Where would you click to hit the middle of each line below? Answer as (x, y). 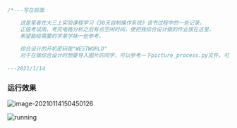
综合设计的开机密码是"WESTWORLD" (64, 49)
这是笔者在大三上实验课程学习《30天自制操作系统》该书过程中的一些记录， (113, 23)
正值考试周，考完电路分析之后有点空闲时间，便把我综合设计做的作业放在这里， (117, 29)
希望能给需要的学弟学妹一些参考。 (62, 36)
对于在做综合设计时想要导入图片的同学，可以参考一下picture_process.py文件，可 (124, 56)
